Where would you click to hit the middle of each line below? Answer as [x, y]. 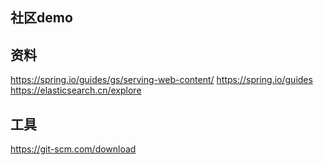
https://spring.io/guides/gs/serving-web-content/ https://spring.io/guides [161, 80]
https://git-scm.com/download [73, 149]
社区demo [41, 18]
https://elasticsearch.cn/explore [76, 90]
